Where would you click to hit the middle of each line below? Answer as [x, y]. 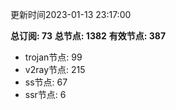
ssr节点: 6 [45, 94]
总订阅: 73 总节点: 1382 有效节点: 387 [88, 36]
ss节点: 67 [46, 82]
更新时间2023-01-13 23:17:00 [71, 14]
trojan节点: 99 [53, 57]
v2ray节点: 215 [55, 69]
